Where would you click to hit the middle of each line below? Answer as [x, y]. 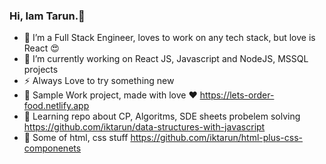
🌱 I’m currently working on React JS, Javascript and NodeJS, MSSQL [166, 59]
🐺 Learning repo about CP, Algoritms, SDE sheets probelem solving [162, 116]
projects [41, 70]
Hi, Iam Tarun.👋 [47, 16]
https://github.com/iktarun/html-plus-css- [217, 138]
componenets [52, 148]
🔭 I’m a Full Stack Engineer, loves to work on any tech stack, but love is [169, 38]
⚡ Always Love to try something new [99, 81]
